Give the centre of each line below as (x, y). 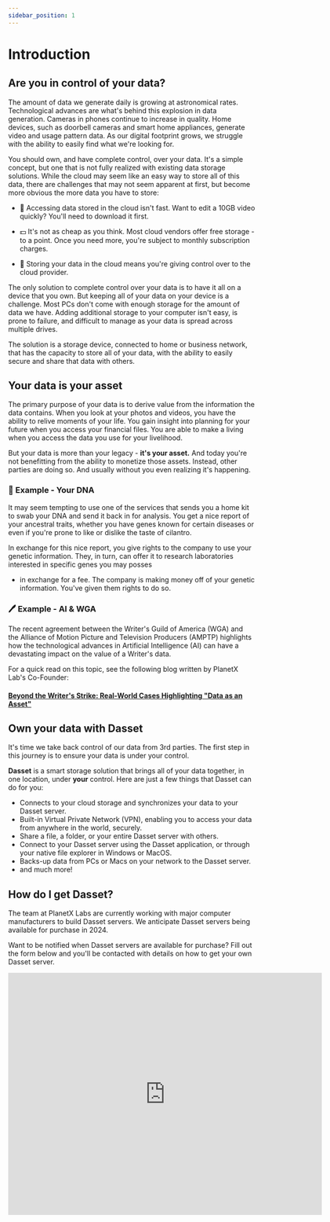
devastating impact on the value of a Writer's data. (90, 654)
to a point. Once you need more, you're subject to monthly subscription (135, 240)
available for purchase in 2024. (58, 930)
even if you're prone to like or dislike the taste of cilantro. (100, 532)
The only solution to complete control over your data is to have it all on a (125, 287)
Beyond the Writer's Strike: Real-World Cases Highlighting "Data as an (125, 695)
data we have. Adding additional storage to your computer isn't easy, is (123, 312)
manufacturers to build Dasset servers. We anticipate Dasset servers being (129, 922)
